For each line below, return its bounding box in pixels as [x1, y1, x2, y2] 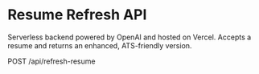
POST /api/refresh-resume [7, 56, 96, 66]
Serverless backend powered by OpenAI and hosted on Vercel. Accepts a [7, 32, 252, 42]
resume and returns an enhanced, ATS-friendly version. [7, 40, 192, 50]
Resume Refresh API [7, 6, 147, 24]
